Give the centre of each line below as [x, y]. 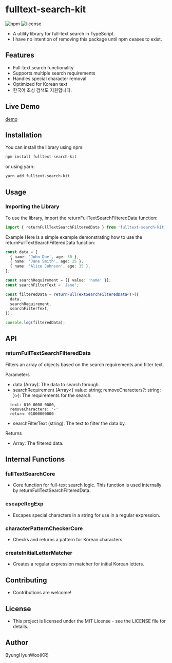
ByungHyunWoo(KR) [27, 655]
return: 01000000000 [32, 414]
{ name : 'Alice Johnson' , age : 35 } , [50, 266]
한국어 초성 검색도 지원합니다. [42, 90]
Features [20, 55]
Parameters [17, 374]
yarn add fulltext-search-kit [38, 176]
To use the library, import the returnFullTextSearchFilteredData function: [81, 218]
